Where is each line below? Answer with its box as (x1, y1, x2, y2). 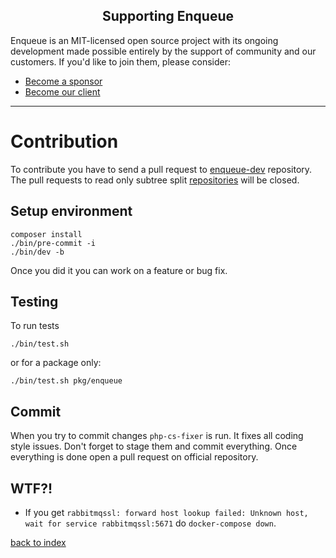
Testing (10, 293, 59, 310)
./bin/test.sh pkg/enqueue (10, 376, 123, 386)
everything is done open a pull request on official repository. (10, 451, 259, 463)
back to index (10, 537, 67, 548)
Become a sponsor (24, 75, 103, 87)
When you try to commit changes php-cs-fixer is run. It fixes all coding (10, 430, 304, 442)
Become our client (24, 85, 101, 98)
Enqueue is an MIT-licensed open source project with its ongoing (10, 34, 279, 46)
